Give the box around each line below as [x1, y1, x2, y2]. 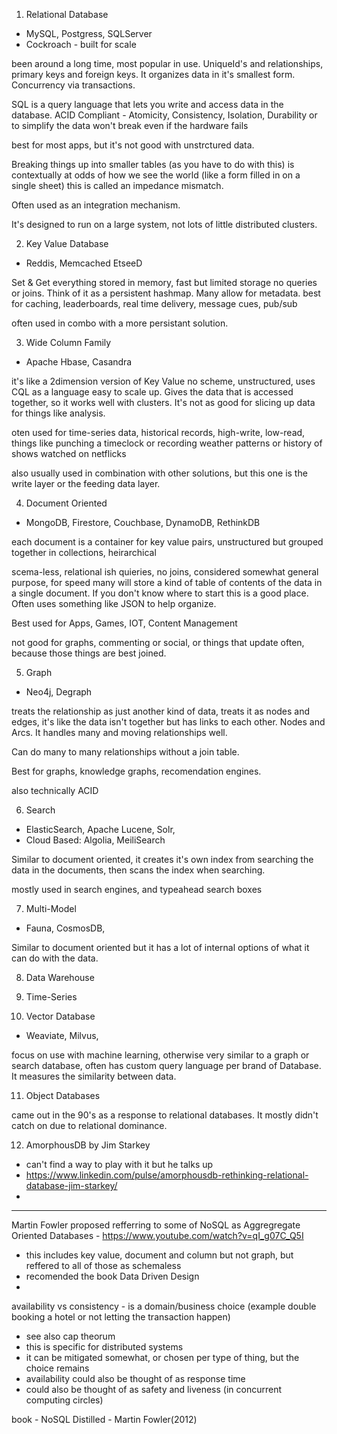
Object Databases [25, 1090, 101, 1101]
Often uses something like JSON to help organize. [11, 598, 217, 609]
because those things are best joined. [11, 647, 167, 659]
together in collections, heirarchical [11, 547, 157, 558]
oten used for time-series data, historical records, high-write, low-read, [11, 427, 306, 438]
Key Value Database [25, 238, 109, 249]
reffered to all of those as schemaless [25, 1260, 182, 1271]
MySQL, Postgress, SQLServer [25, 28, 153, 39]
